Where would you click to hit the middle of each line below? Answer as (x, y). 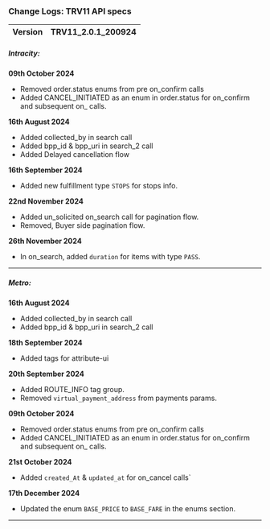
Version (28, 32)
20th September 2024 (46, 374)
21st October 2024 (40, 462)
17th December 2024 (44, 494)
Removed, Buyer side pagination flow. (82, 225)
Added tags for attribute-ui (64, 358)
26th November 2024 (45, 241)
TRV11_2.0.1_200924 (94, 32)
